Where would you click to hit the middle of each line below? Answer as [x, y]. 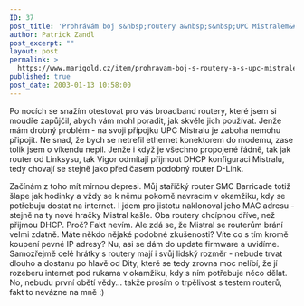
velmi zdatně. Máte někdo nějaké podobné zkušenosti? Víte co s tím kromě [149, 234]
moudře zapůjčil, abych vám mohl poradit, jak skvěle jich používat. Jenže [146, 120]
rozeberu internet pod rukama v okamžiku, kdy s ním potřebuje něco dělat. [148, 273]
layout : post [34, 52]
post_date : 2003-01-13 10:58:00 [70, 85]
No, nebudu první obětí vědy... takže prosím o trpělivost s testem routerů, [146, 282]
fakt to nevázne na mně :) [57, 292]
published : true [40, 77]
